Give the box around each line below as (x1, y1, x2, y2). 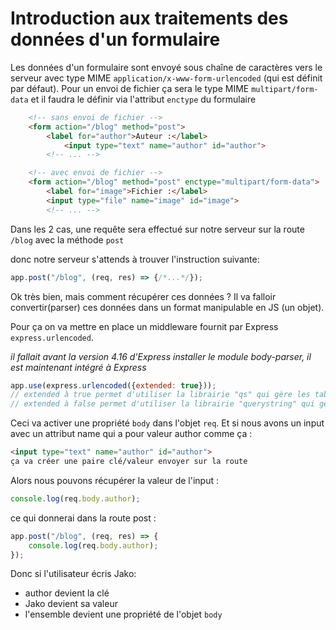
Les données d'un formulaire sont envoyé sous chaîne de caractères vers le (10, 61, 323, 73)
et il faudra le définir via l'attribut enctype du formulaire (30, 93, 257, 105)
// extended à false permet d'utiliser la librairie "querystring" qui (10, 399, 315, 409)
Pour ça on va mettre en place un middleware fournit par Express (10, 320, 279, 332)
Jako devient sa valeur (24, 598, 118, 610)
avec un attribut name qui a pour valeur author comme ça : (10, 428, 253, 440)
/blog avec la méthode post (10, 233, 125, 246)
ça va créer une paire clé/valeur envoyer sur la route (10, 457, 248, 467)
